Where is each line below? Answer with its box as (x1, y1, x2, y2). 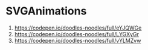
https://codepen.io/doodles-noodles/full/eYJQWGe (14, 24, 142, 31)
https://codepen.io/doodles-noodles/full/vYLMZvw (14, 37, 141, 44)
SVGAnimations (5, 4, 87, 18)
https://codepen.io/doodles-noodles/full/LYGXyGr (14, 30, 140, 37)
